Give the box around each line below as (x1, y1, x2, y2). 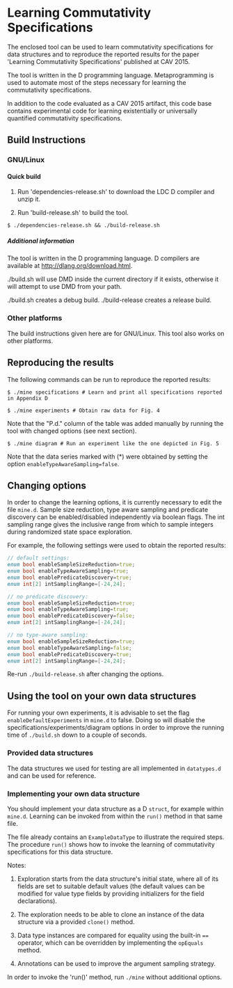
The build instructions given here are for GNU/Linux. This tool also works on (7, 329, 225, 337)
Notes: (7, 861, 26, 869)
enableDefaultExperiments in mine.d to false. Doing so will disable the (7, 716, 206, 724)
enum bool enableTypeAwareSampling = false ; (7, 644, 132, 651)
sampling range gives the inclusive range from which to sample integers (7, 520, 214, 529)
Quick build (7, 172, 42, 180)
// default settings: (7, 555, 70, 561)
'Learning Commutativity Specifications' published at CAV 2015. (7, 57, 191, 65)
